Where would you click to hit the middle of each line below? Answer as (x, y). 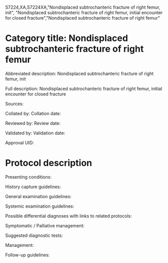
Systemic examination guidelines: (40, 206)
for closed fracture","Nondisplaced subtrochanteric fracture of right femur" (83, 18)
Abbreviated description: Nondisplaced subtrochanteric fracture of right (79, 73)
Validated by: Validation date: (35, 133)
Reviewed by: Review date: (33, 123)
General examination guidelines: (38, 196)
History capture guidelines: (33, 187)
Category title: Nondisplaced (67, 38)
